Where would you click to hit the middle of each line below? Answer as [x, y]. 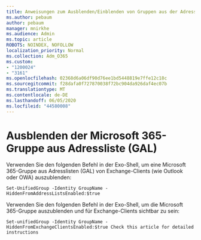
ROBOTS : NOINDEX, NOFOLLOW [40, 45]
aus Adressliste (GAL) [102, 148]
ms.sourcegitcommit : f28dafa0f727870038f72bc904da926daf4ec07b [87, 84]
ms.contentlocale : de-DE [37, 95]
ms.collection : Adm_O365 [37, 56]
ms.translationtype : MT [36, 90]
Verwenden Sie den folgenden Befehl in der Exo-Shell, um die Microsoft [95, 205]
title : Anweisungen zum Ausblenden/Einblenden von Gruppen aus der [92, 12]
